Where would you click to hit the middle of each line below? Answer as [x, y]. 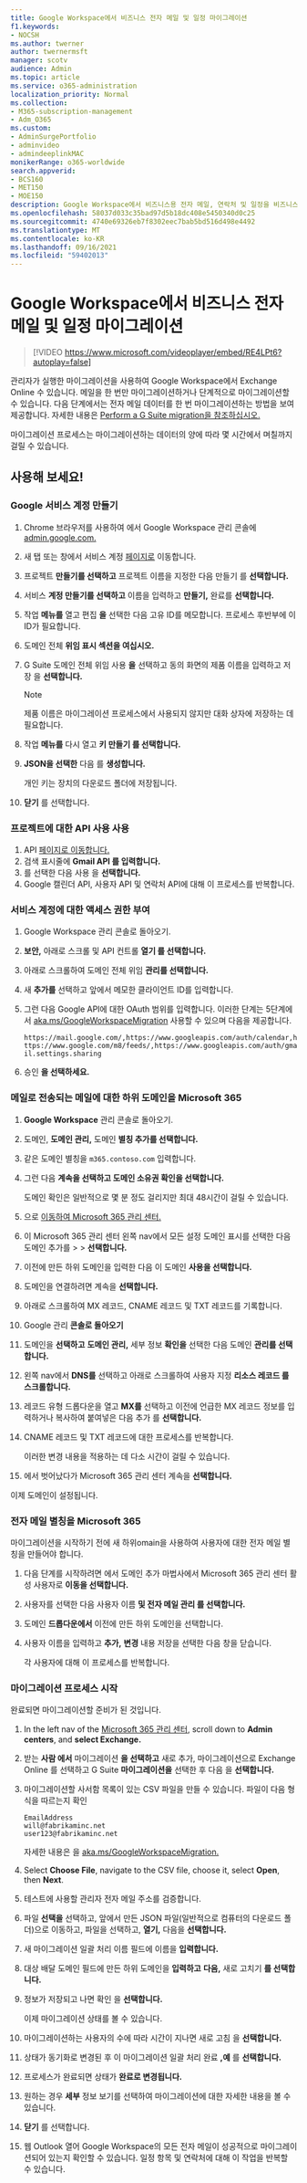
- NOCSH [25, 35]
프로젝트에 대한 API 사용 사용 [70, 828]
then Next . [44, 1880]
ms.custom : [31, 129]
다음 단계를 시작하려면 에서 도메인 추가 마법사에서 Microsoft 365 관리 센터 [155, 1573]
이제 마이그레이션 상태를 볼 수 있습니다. [93, 2019]
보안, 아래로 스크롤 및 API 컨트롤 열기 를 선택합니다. [115, 951]
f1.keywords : [35, 26]
